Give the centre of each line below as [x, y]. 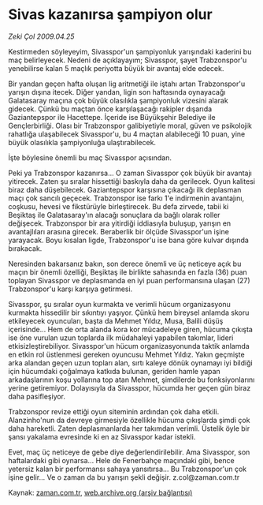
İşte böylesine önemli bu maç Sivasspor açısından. [90, 157]
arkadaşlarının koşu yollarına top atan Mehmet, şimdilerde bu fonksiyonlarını [131, 380]
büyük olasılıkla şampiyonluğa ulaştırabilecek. [82, 142]
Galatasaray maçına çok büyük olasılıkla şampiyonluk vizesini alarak [118, 100]
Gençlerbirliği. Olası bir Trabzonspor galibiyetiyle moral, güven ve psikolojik [130, 125]
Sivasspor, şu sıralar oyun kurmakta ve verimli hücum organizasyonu [119, 304]
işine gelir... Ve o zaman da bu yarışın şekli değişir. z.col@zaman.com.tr [124, 477]
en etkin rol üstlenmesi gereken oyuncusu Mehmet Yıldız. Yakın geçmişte [127, 354]
